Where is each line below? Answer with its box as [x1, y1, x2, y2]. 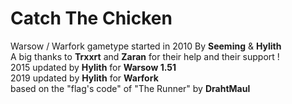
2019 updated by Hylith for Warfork [10, 72, 159, 84]
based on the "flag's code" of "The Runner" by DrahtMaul [10, 82, 251, 94]
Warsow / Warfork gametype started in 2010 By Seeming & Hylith [10, 40, 282, 52]
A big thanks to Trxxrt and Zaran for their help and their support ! [10, 50, 280, 62]
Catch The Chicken [10, 7, 173, 30]
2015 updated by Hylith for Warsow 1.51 [10, 61, 177, 73]
